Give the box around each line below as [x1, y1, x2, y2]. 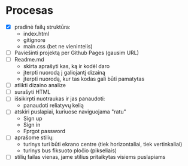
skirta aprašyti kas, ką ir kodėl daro [23, 63, 110, 70]
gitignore [23, 36, 46, 44]
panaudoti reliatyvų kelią [23, 102, 84, 109]
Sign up [23, 115, 43, 122]
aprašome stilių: [14, 134, 54, 141]
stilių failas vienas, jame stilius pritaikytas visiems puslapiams [14, 153, 166, 161]
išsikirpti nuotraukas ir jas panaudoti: [14, 95, 105, 102]
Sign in [23, 121, 41, 128]
